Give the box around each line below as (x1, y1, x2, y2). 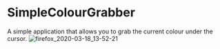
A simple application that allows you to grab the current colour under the (7, 27, 213, 35)
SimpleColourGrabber (7, 5, 136, 20)
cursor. (7, 34, 28, 42)
